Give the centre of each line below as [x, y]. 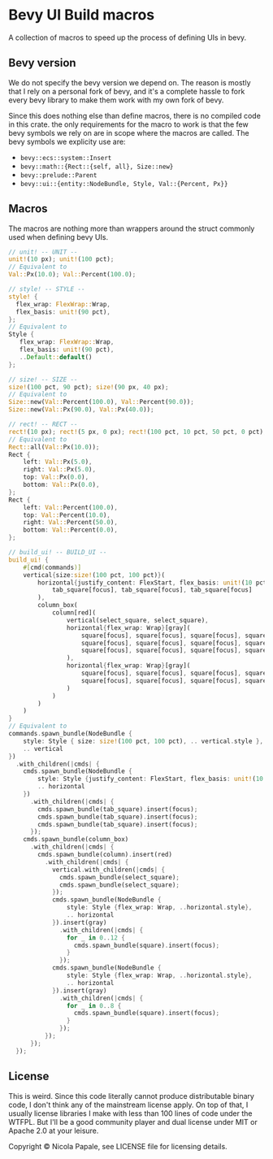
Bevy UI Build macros [82, 15]
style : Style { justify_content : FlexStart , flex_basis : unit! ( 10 [151, 779]
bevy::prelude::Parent [58, 175]
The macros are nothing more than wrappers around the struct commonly [132, 228]
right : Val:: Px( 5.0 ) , [59, 470]
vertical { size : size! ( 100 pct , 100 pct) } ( [94, 575]
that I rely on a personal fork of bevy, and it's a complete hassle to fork [127, 91]
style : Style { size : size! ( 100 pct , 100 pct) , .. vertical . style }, [143, 741]
